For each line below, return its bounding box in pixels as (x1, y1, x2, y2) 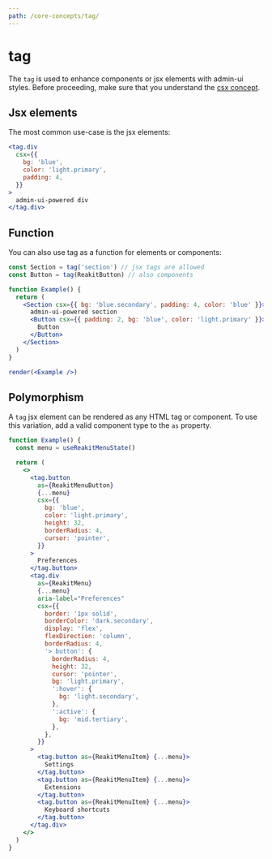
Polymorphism (8, 391, 84, 404)
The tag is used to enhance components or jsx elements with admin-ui (8, 74, 244, 84)
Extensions (44, 783, 82, 792)
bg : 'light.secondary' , (59, 693, 139, 701)
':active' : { (51, 707, 96, 715)
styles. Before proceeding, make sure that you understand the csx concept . (8, 82, 261, 92)
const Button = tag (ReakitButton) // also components (8, 270, 194, 278)
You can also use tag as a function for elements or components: (8, 248, 222, 257)
